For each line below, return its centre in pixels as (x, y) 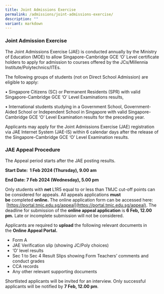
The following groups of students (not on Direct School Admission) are (77, 77)
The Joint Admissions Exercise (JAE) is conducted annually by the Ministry (81, 51)
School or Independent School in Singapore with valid (72, 112)
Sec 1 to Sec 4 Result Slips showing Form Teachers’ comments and (80, 255)
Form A (20, 240)
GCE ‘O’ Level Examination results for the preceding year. (87, 117)
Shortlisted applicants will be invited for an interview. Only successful (76, 281)
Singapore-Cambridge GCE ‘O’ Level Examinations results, (65, 97)
